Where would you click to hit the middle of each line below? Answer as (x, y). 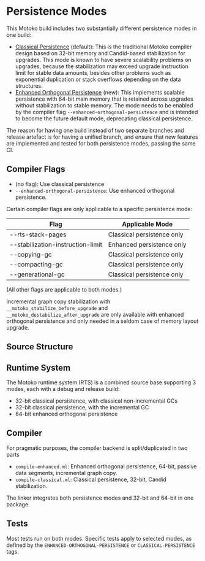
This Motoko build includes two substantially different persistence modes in (102, 28)
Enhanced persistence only (147, 244)
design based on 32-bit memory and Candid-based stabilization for (100, 53)
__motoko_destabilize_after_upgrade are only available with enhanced (95, 314)
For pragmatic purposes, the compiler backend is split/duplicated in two (97, 448)
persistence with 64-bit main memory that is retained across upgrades (104, 99)
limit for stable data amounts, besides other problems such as (93, 72)
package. (18, 504)
